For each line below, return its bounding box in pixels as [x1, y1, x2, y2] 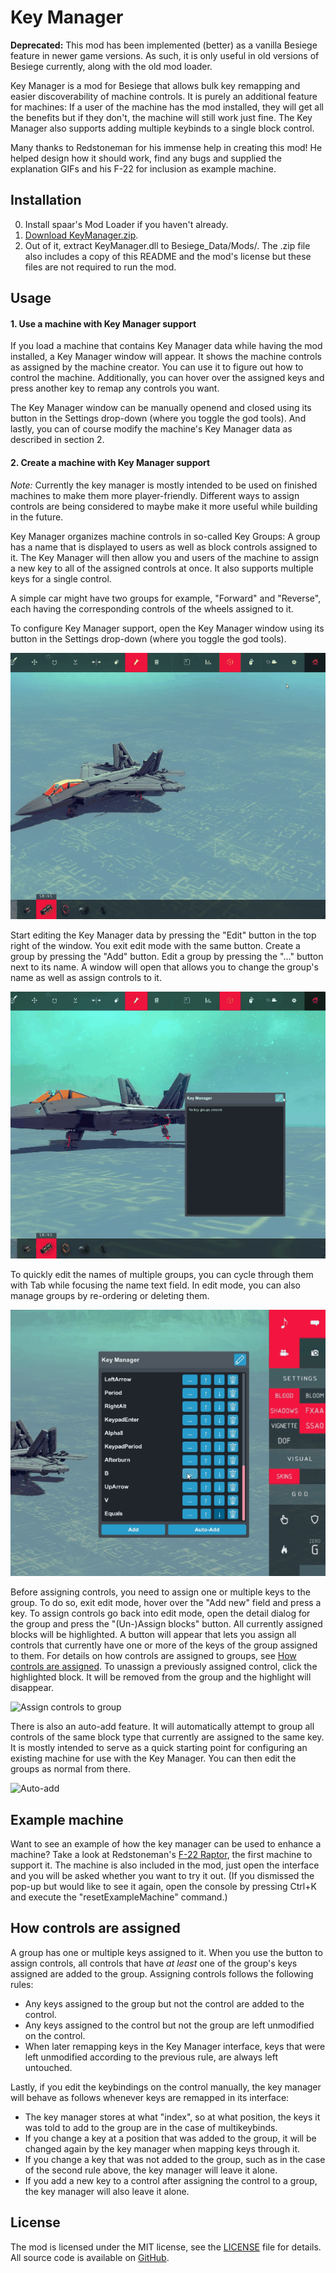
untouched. [24, 2061, 73, 2073]
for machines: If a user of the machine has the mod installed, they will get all [10, 101, 324, 113]
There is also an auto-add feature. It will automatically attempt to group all [10, 1721, 315, 1733]
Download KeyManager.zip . [24, 229, 139, 241]
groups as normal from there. [10, 1763, 132, 1775]
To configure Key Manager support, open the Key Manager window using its [10, 622, 325, 634]
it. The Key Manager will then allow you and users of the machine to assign [10, 551, 320, 563]
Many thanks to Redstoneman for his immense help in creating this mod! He [10, 141, 323, 153]
